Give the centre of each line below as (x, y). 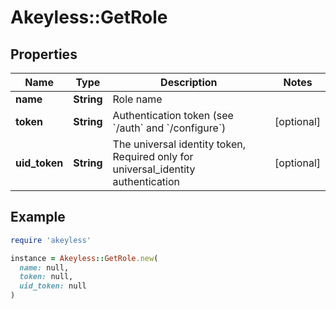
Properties (44, 54)
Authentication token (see (173, 115)
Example (38, 217)
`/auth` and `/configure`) (169, 128)
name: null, (44, 267)
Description (189, 82)
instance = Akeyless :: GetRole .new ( (84, 258)
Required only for (153, 156)
